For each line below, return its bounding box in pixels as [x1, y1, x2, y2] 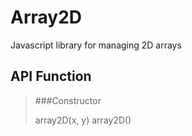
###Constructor [34, 94, 102, 106]
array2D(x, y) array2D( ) [34, 114, 132, 126]
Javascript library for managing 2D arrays [10, 39, 182, 51]
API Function [10, 68, 92, 85]
